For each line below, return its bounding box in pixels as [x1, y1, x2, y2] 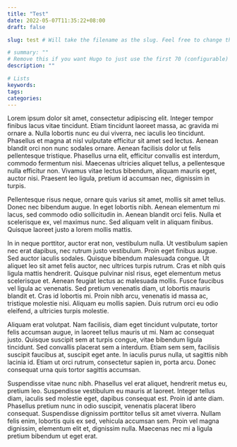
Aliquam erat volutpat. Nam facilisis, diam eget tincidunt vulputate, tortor [7, 320, 218, 329]
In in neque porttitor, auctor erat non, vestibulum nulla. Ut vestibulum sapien [7, 239, 228, 248]
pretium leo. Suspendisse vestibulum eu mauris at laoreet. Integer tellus [7, 387, 215, 395]
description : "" [7, 62, 55, 69]
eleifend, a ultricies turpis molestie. [7, 307, 109, 315]
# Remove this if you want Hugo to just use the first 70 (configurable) [7, 56, 229, 63]
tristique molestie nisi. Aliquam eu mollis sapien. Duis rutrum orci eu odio [7, 299, 219, 308]
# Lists [7, 75, 30, 82]
